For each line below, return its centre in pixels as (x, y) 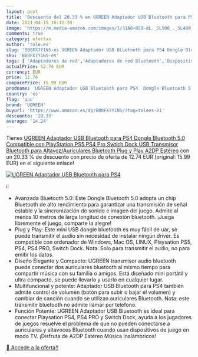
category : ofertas (29, 39)
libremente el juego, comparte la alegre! (63, 223)
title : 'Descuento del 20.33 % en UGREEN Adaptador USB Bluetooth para (96, 17)
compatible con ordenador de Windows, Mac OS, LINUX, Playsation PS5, (103, 242)
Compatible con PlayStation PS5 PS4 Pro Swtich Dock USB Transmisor (92, 145)
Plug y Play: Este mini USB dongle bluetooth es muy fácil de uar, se (96, 230)
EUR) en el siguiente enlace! (40, 163)
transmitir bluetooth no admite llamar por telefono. (75, 305)
